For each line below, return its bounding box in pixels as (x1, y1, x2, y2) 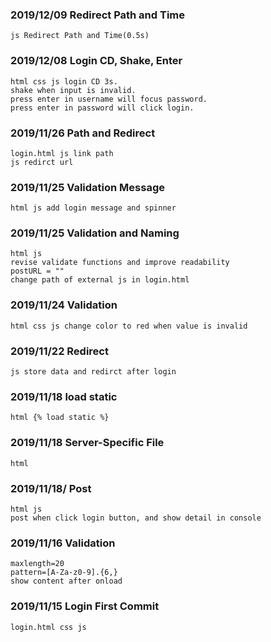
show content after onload (10, 576, 123, 587)
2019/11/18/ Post (10, 481, 92, 495)
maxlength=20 (10, 559, 65, 569)
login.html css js (10, 622, 87, 632)
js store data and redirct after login (10, 367, 177, 377)
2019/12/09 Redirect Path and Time (10, 8, 186, 22)
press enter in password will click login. (10, 103, 195, 113)
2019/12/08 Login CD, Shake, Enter (10, 54, 183, 68)
